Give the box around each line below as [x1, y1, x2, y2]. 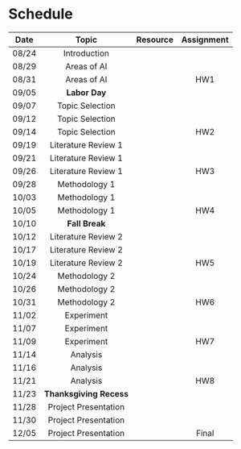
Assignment [181, 34, 229, 45]
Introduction [63, 48, 110, 59]
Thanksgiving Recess [43, 388, 129, 399]
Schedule [8, 5, 74, 23]
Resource [136, 34, 174, 45]
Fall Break [67, 218, 106, 229]
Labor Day [66, 86, 107, 98]
